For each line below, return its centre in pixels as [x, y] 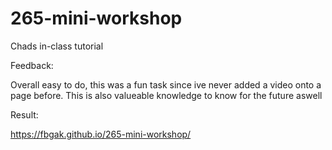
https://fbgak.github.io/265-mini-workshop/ [101, 134]
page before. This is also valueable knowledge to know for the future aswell [166, 95]
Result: [24, 114]
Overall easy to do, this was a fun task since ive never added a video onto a [166, 84]
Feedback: [32, 65]
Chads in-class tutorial [57, 46]
